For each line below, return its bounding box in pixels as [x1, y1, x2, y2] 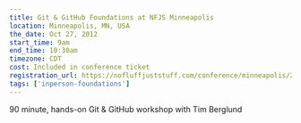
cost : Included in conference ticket [9, 63, 150, 72]
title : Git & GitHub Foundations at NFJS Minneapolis [9, 12, 215, 22]
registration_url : [9, 71, 78, 80]
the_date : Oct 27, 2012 [9, 29, 99, 38]
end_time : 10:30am [9, 46, 78, 55]
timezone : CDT [9, 54, 63, 63]
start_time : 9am [9, 37, 70, 47]
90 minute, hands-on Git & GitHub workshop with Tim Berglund [9, 103, 243, 114]
